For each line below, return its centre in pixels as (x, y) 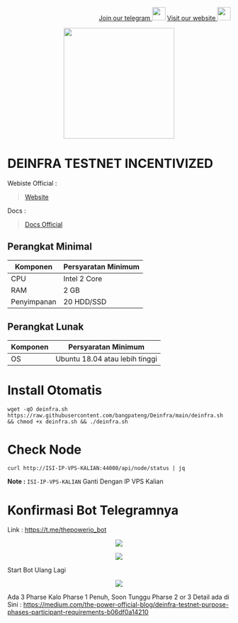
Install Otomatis (55, 390)
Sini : (15, 605)
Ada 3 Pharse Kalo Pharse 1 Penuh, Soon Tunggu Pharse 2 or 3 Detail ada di (118, 597)
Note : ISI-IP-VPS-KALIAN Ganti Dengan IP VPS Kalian (86, 481)
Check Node (45, 449)
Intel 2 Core (83, 279)
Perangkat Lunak (46, 327)
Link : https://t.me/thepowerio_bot (57, 530)
